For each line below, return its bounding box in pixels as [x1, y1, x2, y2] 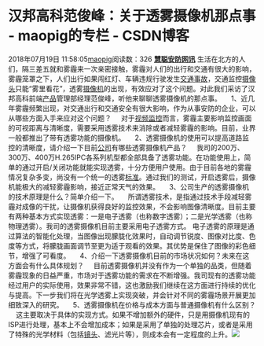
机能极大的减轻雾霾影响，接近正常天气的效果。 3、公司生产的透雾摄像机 [8, 182, 250, 191]
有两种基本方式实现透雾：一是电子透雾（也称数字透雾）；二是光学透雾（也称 [8, 212, 253, 221]
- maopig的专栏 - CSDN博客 [8, 27, 190, 45]
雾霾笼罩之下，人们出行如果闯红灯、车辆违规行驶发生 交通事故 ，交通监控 [8, 74, 242, 83]
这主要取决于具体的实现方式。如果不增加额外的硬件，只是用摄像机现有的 [15, 310, 250, 319]
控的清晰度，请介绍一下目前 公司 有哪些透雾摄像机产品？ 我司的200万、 [8, 142, 244, 152]
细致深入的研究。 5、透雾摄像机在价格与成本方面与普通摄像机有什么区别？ [8, 300, 256, 309]
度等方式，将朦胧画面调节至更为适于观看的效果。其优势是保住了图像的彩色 [8, 241, 249, 250]
